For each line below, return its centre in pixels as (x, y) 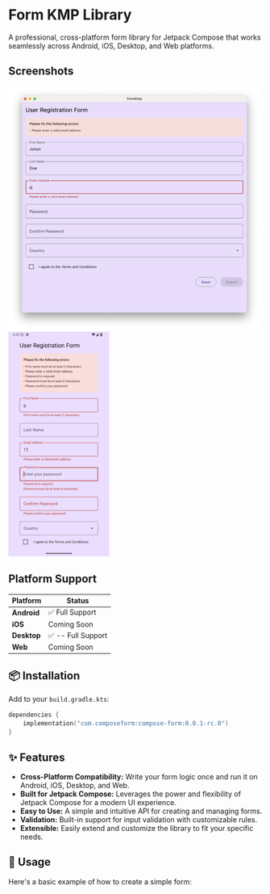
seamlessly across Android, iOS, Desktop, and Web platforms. (111, 45)
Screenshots (41, 71)
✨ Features (37, 757)
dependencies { (34, 715)
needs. (31, 837)
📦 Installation (44, 676)
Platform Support (52, 579)
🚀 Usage (29, 862)
